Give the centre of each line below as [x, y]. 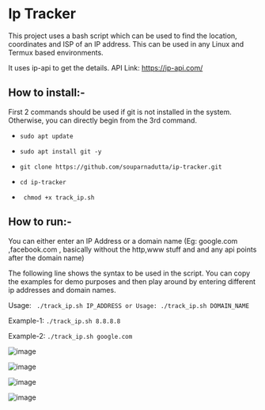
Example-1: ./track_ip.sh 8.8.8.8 [64, 321]
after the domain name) [46, 257]
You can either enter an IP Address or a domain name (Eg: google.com [123, 241]
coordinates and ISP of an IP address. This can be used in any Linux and [126, 44]
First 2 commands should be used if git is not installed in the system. [120, 112]
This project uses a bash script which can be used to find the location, [123, 36]
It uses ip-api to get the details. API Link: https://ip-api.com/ [106, 67]
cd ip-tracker [43, 182]
